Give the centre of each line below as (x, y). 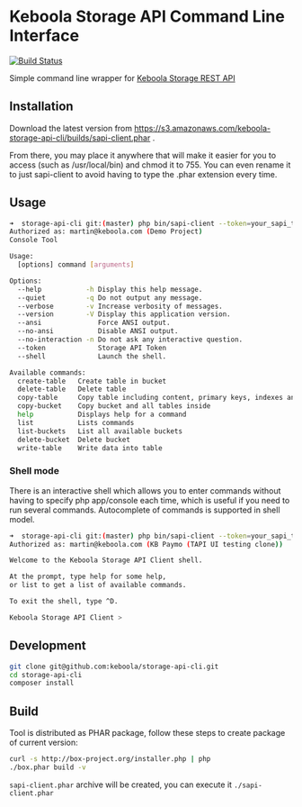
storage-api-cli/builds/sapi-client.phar (80, 138)
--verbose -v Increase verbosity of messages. (120, 306)
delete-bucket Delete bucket (74, 440)
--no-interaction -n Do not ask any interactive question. (130, 340)
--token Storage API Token (92, 348)
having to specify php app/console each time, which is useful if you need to (150, 500)
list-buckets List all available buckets (100, 431)
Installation (41, 107)
